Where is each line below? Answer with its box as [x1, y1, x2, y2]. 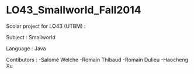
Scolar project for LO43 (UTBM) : [6, 23, 86, 29]
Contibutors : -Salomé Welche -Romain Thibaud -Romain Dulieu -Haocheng [6, 56, 189, 63]
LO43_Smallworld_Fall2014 [6, 3, 141, 17]
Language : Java [6, 45, 46, 52]
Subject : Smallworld [6, 34, 56, 40]
